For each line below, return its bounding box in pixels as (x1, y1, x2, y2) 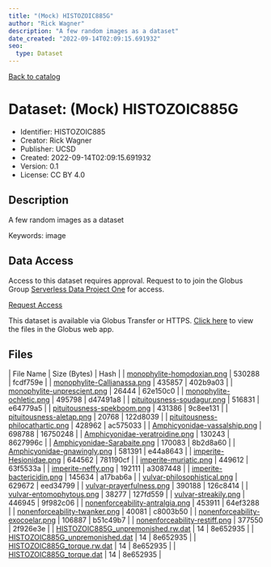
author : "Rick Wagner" (8, 19, 85, 28)
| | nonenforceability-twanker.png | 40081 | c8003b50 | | (8, 507, 197, 517)
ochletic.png (8, 394, 50, 405)
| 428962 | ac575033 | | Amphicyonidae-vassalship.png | (70, 420, 262, 430)
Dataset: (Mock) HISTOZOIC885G (8, 100, 239, 118)
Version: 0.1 (19, 161, 59, 171)
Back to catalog (8, 72, 61, 81)
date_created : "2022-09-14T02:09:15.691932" (8, 34, 161, 43)
